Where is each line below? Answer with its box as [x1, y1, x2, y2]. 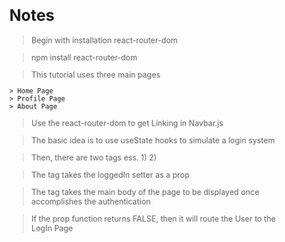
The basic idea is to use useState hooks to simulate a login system [30, 134, 275, 145]
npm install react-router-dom [30, 52, 138, 62]
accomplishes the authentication [30, 196, 151, 206]
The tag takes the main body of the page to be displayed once [30, 186, 260, 197]
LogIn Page [30, 222, 74, 233]
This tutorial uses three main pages [30, 69, 161, 80]
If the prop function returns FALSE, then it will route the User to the [30, 213, 276, 223]
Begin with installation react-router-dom [30, 35, 178, 45]
